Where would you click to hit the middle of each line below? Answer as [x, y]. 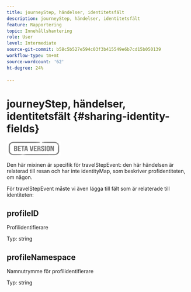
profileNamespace [41, 257]
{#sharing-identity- [121, 116]
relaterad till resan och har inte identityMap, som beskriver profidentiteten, [96, 171]
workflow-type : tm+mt [33, 56]
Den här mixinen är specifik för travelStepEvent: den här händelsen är [90, 165]
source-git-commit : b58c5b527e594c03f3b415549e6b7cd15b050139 [84, 50]
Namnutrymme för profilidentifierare [50, 271]
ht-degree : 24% [25, 68]
